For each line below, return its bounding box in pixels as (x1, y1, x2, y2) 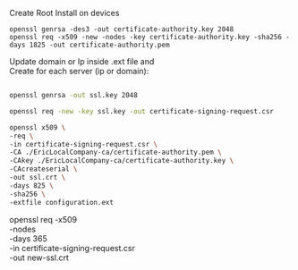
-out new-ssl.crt (9, 252, 69, 263)
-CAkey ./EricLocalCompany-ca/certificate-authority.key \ (9, 156, 234, 165)
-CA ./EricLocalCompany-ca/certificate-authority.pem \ (9, 148, 222, 157)
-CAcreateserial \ (9, 165, 78, 173)
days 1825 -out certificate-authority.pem (9, 40, 170, 49)
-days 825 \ (9, 181, 54, 190)
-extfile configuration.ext (9, 198, 115, 207)
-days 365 (9, 232, 47, 244)
